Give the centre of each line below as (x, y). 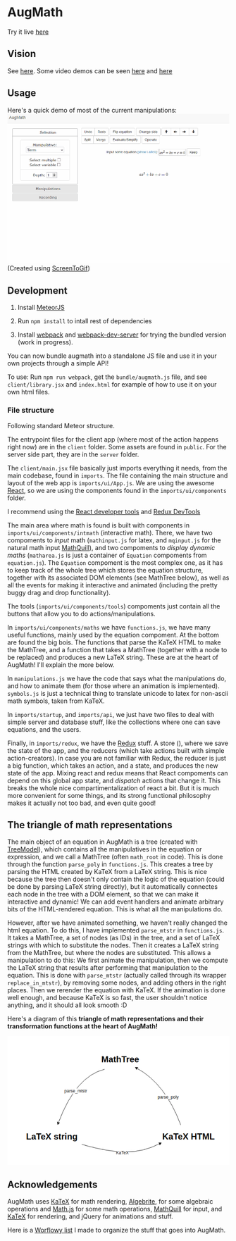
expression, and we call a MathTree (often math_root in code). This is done (115, 857)
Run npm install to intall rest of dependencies (85, 321)
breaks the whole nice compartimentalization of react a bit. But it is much (113, 788)
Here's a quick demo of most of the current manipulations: (92, 110)
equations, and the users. (44, 729)
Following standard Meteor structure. (61, 425)
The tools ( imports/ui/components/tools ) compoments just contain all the (114, 606)
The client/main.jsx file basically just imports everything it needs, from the (117, 468)
